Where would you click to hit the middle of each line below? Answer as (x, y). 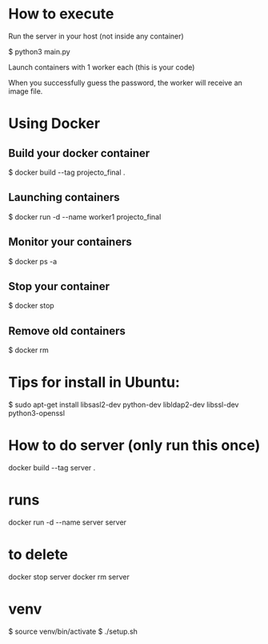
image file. (26, 91)
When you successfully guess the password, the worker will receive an (125, 83)
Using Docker (54, 124)
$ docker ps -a (33, 261)
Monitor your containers (70, 242)
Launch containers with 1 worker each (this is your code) (102, 67)
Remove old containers (67, 330)
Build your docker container (79, 153)
